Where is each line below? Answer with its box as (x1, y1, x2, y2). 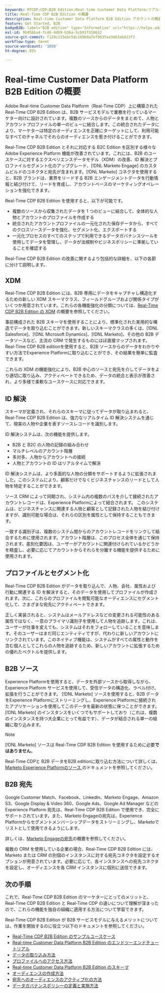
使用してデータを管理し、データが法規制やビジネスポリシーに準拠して (12, 239, 154, 245)
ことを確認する (16, 245, 47, 251)
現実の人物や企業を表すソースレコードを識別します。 (13, 421, 121, 427)
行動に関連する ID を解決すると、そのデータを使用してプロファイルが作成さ (5, 589, 158, 595)
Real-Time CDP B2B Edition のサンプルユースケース (12, 933, 116, 939)
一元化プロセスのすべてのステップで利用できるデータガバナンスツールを (12, 233, 158, 239)
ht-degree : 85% (5, 48, 36, 53)
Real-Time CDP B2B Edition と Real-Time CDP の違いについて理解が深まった (5, 900, 159, 906)
